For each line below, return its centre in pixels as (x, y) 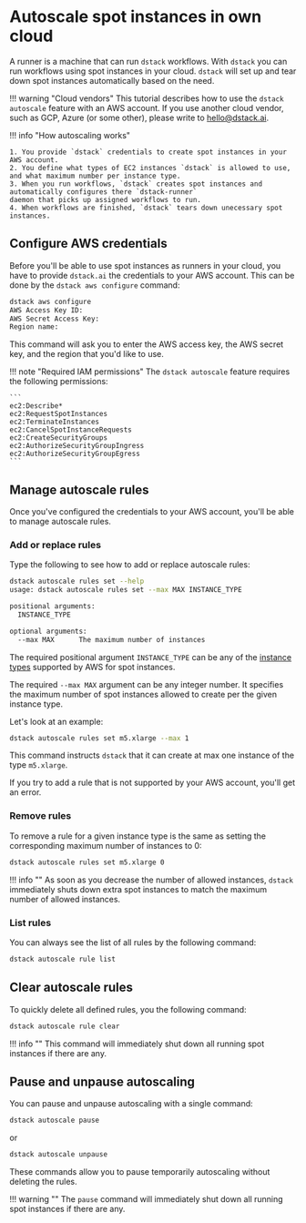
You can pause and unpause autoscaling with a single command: (131, 1104)
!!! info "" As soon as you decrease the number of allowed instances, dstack (152, 880)
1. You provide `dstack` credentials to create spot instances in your (148, 152)
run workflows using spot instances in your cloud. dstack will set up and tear (153, 71)
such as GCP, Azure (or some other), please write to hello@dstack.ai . (139, 117)
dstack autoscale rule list (63, 959)
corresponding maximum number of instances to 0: (106, 845)
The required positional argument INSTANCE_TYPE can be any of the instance (151, 657)
